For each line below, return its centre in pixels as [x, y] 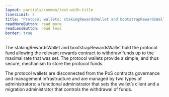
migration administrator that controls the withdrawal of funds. [69, 89]
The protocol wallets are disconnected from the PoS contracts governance [82, 73]
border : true [19, 33]
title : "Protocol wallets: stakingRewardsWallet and [62, 19]
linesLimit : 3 [20, 15]
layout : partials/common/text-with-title [49, 10]
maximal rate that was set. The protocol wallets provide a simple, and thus [82, 58]
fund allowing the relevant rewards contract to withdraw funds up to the [80, 53]
